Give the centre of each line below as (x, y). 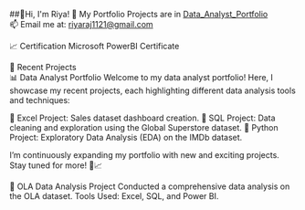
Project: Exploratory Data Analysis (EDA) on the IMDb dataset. (126, 137)
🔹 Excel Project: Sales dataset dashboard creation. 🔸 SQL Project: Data (142, 118)
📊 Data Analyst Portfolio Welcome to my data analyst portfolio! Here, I (142, 77)
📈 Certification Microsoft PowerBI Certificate (95, 46)
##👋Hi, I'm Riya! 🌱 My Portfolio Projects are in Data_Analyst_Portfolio (139, 14)
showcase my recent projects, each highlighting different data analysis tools (153, 90)
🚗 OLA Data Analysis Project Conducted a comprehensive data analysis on (150, 186)
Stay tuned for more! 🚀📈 (56, 165)
